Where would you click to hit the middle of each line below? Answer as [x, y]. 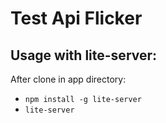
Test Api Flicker [76, 18]
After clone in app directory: [68, 79]
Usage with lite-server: [84, 55]
